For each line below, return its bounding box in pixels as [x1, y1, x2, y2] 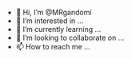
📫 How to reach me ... [15, 42, 90, 51]
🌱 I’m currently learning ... [15, 25, 102, 33]
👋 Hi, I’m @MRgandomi [15, 8, 92, 17]
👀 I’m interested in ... [15, 16, 84, 26]
